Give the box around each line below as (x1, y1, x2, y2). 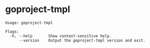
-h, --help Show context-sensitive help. (10, 33, 112, 38)
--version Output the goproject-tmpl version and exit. (18, 38, 145, 43)
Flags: (5, 29, 19, 34)
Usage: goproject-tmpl (5, 20, 53, 25)
